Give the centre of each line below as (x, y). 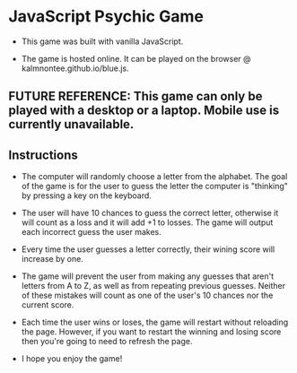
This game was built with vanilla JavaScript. (102, 41)
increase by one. (52, 259)
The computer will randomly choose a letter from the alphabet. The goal (154, 177)
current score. (48, 305)
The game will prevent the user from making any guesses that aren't (148, 276)
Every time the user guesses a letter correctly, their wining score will (148, 249)
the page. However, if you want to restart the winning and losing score (151, 332)
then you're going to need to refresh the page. (107, 342)
